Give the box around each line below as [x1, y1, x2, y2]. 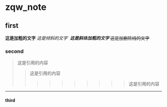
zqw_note [5, 1, 47, 13]
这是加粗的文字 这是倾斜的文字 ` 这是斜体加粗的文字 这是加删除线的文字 [5, 35, 150, 41]
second [5, 48, 24, 55]
